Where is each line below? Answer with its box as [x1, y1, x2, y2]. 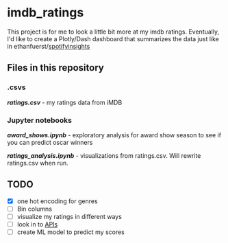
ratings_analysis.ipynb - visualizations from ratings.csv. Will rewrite [7, 151, 201, 159]
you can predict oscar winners [7, 138, 93, 146]
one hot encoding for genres [16, 197, 98, 205]
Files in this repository [7, 62, 104, 73]
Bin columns [16, 205, 53, 213]
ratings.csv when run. [7, 159, 68, 167]
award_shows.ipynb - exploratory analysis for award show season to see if [7, 130, 221, 139]
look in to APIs [16, 220, 58, 228]
